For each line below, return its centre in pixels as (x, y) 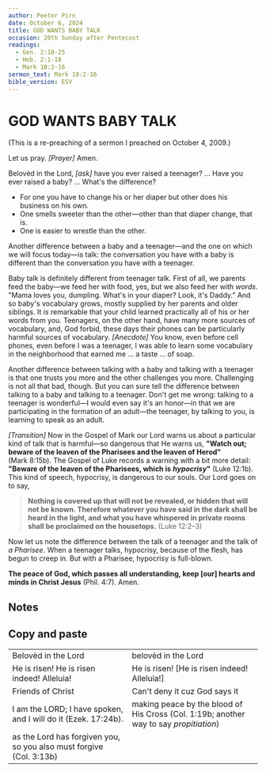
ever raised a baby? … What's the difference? (82, 182)
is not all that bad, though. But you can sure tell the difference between (124, 386)
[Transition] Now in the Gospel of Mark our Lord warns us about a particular (132, 435)
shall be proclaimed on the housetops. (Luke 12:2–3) (115, 527)
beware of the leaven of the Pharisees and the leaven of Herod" (115, 452)
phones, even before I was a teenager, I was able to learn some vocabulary (131, 346)
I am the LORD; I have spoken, (68, 709)
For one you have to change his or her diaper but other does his (123, 197)
